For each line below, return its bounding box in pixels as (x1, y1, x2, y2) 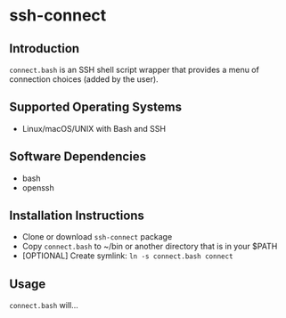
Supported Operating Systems (9, 100, 183, 115)
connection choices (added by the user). (9, 74, 159, 85)
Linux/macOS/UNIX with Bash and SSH (21, 123, 167, 134)
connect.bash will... (9, 300, 78, 311)
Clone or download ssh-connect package (21, 232, 173, 242)
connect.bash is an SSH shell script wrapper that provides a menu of (9, 64, 260, 75)
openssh (21, 182, 55, 192)
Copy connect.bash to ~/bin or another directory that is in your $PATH (21, 241, 278, 252)
